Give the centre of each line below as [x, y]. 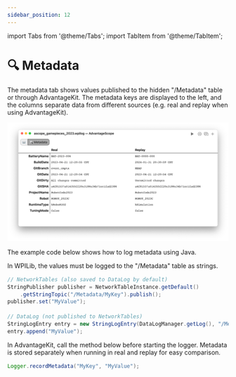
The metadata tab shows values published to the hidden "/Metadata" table [115, 90]
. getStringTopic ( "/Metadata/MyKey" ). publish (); [91, 294]
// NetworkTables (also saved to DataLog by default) [88, 279]
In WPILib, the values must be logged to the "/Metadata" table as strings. [113, 266]
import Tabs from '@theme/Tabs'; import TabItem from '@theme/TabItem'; [115, 36]
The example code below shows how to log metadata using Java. [102, 252]
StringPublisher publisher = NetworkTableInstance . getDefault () [103, 287]
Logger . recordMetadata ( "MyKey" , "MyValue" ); [73, 366]
